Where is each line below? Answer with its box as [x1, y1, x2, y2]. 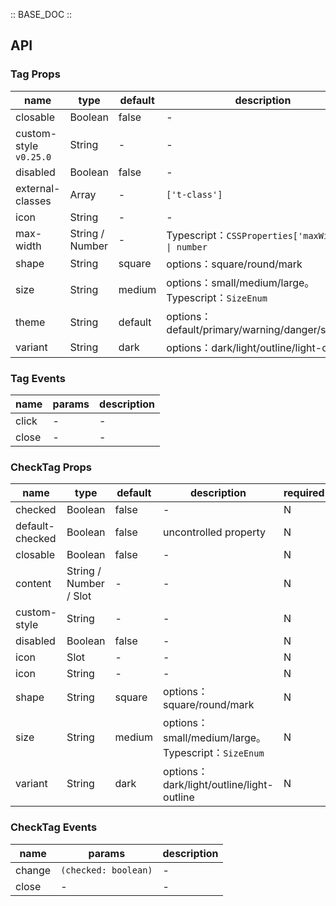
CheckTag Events [10, 820, 98, 834]
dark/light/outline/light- [163, 778, 274, 792]
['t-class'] [166, 189, 223, 200]
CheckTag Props [10, 460, 93, 474]
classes [15, 194, 52, 208]
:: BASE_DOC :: [10, 9, 73, 20]
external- [15, 181, 61, 195]
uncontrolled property [163, 525, 267, 539]
